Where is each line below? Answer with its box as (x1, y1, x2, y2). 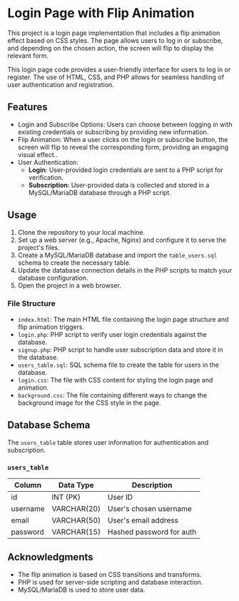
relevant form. (7, 51, 49, 60)
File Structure (7, 298, 56, 308)
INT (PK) (51, 492, 81, 502)
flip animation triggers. (17, 323, 84, 331)
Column (14, 480, 41, 490)
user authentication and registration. (7, 80, 114, 89)
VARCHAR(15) (51, 527, 101, 537)
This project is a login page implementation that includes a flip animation (7, 29, 220, 37)
